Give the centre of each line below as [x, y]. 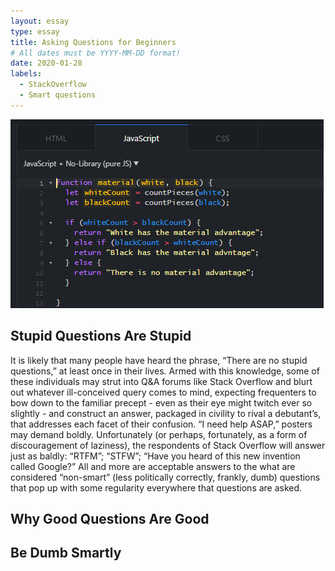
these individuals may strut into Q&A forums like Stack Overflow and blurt [161, 381]
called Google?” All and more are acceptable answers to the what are [153, 466]
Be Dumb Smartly [66, 553]
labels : [26, 74]
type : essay [35, 31]
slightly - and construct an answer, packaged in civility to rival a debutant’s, [166, 413]
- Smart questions [58, 95]
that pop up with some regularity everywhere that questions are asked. [156, 487]
